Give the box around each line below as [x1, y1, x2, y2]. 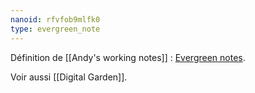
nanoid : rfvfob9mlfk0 [10, 14, 101, 25]
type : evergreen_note [10, 24, 101, 34]
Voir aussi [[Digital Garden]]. [10, 71, 128, 83]
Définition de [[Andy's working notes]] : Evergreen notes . [10, 51, 246, 63]
